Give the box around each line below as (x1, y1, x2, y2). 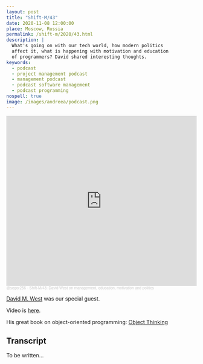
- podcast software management (11, 82, 91, 88)
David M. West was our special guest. (6, 294, 100, 302)
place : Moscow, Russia (6, 25, 63, 32)
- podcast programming (11, 88, 69, 94)
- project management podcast (11, 71, 88, 77)
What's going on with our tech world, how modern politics (11, 43, 164, 49)
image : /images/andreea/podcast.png (6, 99, 98, 105)
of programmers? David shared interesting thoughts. (11, 54, 147, 60)
